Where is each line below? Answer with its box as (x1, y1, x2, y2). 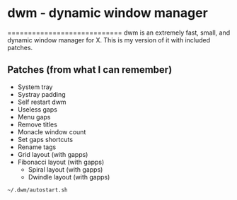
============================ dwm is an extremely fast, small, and (7, 28, 231, 37)
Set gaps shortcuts (17, 135, 73, 143)
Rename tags (17, 143, 57, 151)
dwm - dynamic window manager (7, 5, 209, 21)
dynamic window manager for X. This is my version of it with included (7, 35, 211, 44)
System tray (17, 83, 53, 91)
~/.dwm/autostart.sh (7, 186, 69, 194)
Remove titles (17, 120, 58, 129)
